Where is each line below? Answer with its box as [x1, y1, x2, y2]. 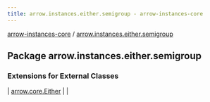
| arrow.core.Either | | [7, 87, 69, 96]
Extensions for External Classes [7, 71, 119, 81]
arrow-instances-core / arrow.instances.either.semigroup [7, 30, 174, 38]
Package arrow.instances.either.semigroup [7, 50, 202, 62]
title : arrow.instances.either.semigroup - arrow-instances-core [7, 10, 203, 18]
